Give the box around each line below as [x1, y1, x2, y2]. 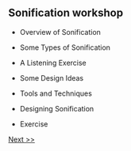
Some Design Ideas [19, 73, 84, 82]
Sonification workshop [8, 6, 124, 20]
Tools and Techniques [19, 89, 93, 98]
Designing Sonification [19, 104, 94, 113]
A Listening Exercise [19, 58, 87, 67]
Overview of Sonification [19, 27, 102, 36]
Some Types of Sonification [19, 43, 111, 52]
